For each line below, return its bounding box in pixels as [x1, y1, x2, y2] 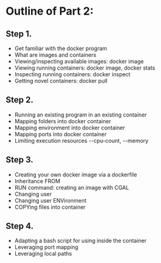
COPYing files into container [14, 203, 86, 211]
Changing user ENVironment [14, 196, 87, 204]
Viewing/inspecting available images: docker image [14, 58, 144, 65]
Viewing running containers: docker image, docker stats [14, 64, 156, 71]
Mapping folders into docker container [14, 117, 111, 124]
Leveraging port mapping [14, 243, 79, 251]
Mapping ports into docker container [14, 130, 107, 138]
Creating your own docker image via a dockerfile [14, 171, 138, 178]
